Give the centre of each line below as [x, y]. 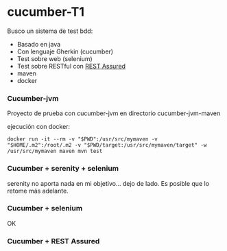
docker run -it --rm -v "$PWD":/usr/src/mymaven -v [82, 139]
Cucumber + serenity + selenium [63, 169]
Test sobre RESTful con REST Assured [71, 66]
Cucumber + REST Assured [53, 241]
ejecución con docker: [39, 127]
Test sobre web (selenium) [55, 58]
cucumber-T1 [46, 12]
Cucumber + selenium [45, 208]
